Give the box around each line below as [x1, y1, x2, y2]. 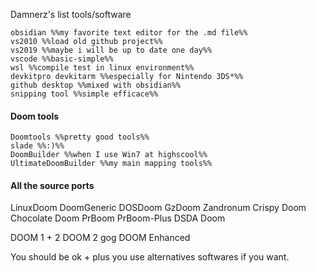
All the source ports [10, 179, 95, 191]
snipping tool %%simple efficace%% [10, 89, 159, 99]
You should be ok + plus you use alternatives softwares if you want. [10, 251, 290, 263]
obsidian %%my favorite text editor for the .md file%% [10, 28, 248, 38]
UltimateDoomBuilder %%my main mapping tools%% [10, 159, 213, 169]
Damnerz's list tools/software [10, 9, 132, 20]
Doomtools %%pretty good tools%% [10, 132, 150, 143]
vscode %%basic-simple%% [10, 54, 114, 64]
